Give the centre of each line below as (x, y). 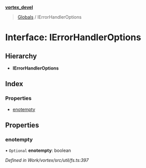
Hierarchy (21, 56)
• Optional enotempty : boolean (38, 150)
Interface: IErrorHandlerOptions (73, 38)
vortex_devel (19, 7)
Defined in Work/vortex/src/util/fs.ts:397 (47, 160)
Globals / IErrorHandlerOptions (50, 17)
